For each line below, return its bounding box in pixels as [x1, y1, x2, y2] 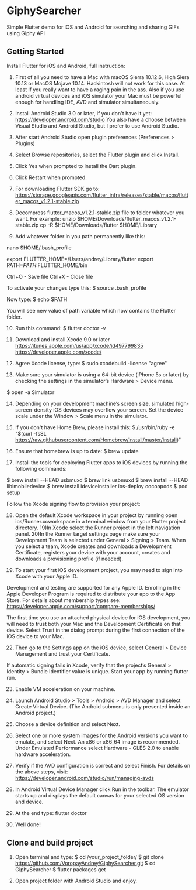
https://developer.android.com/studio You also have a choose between [15, 116, 186, 123]
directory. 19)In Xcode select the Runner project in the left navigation [15, 524, 180, 531]
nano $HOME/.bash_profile [6, 244, 72, 251]
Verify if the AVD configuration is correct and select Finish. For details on [15, 762, 191, 769]
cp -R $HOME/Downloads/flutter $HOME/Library [40, 221, 157, 228]
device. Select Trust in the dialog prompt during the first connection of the [6, 627, 185, 634]
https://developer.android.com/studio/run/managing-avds [15, 774, 154, 781]
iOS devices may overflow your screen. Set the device [52, 406, 184, 413]
